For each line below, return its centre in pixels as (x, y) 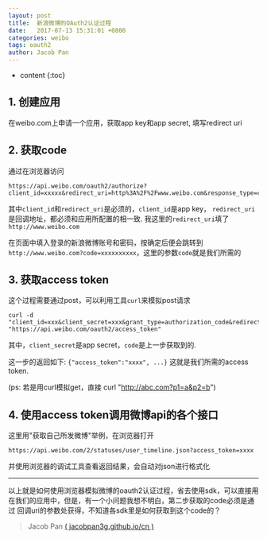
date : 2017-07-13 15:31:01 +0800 (67, 30)
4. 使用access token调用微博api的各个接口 (113, 415)
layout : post (30, 16)
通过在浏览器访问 (36, 171)
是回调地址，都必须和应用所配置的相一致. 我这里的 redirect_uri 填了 (118, 219)
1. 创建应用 (35, 102)
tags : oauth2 (30, 45)
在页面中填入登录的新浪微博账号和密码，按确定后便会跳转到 (106, 242)
